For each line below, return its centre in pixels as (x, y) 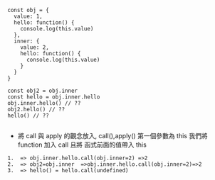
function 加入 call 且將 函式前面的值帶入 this (82, 145)
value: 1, (28, 16)
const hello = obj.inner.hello (54, 97)
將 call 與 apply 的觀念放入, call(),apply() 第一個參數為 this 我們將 (112, 136)
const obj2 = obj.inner (43, 91)
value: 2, (35, 47)
